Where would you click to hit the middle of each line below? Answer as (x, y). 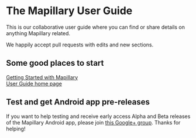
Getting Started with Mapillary (42, 77)
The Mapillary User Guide (69, 11)
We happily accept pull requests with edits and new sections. (80, 45)
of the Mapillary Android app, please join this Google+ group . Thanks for (93, 122)
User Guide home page (34, 83)
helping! (16, 129)
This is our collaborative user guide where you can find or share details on (96, 27)
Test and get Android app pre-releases (78, 102)
